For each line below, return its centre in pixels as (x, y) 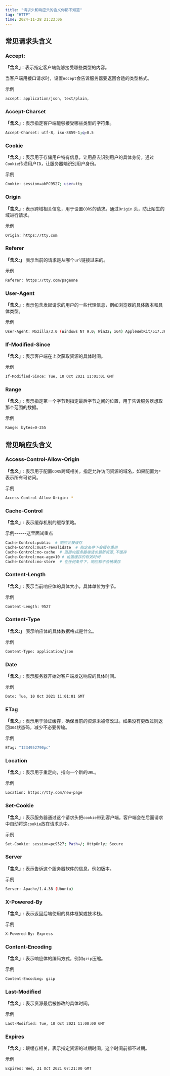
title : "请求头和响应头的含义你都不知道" (44, 10)
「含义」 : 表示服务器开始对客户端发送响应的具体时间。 (62, 676)
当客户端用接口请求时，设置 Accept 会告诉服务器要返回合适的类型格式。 (78, 78)
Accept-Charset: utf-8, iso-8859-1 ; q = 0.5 (50, 133)
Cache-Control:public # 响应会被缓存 (44, 543)
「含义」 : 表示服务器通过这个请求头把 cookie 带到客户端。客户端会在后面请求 (84, 817)
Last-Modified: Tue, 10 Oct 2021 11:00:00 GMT (55, 1024)
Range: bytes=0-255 (26, 428)
